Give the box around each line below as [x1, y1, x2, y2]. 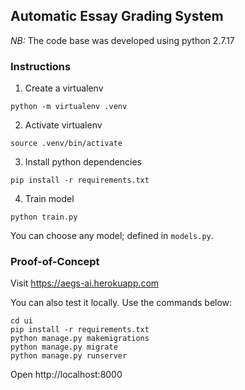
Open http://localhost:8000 [10, 369, 123, 381]
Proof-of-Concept [10, 255, 100, 269]
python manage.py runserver [10, 351, 128, 361]
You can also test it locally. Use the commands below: [10, 297, 233, 309]
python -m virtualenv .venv [10, 102, 128, 112]
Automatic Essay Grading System [10, 8, 224, 25]
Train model [24, 193, 75, 205]
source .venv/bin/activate [10, 139, 123, 149]
